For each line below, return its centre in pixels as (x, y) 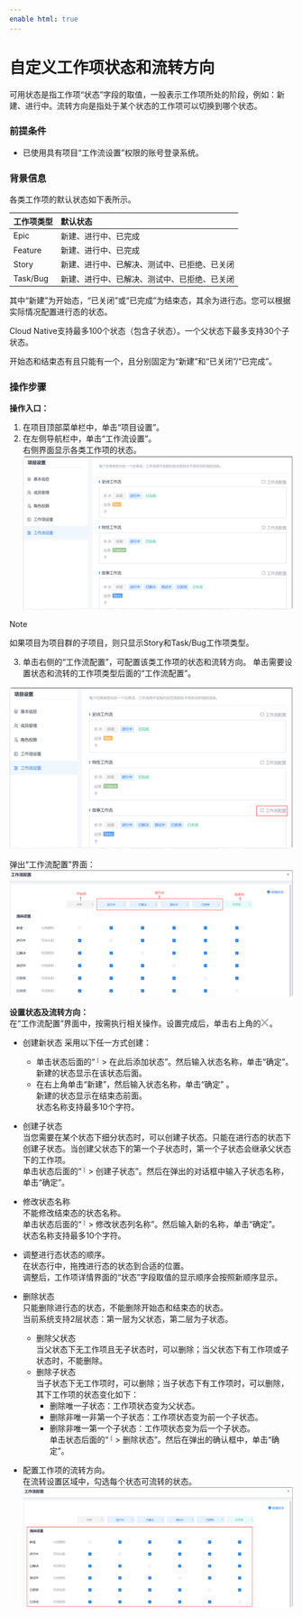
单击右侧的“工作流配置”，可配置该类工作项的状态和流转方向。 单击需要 (154, 662)
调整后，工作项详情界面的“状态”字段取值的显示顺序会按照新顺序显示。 (152, 1277)
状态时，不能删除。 (72, 1360)
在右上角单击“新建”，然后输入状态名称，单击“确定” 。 (135, 1084)
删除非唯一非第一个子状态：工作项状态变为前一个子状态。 (156, 1417)
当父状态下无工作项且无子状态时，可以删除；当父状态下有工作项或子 (162, 1349)
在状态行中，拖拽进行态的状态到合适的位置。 (105, 1266)
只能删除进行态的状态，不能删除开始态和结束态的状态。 (125, 1307)
